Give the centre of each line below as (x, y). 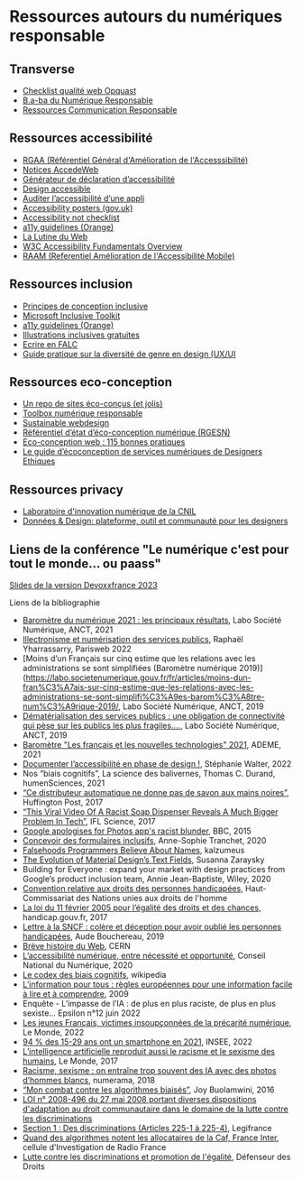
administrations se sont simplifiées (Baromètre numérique (129, 668)
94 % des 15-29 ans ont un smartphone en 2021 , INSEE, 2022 (137, 1042)
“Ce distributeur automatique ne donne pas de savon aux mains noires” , (156, 793)
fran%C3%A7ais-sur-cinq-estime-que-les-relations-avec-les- (138, 687)
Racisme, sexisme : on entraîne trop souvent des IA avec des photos (149, 1071)
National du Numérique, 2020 (78, 965)
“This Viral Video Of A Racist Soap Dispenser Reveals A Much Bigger (150, 812)
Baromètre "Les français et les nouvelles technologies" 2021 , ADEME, (152, 745)
